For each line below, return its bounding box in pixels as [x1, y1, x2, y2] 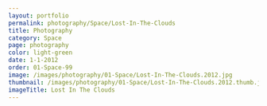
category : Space [8, 33, 62, 42]
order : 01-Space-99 [8, 64, 73, 72]
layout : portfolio [8, 11, 69, 20]
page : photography [8, 41, 69, 49]
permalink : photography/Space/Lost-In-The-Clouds [8, 19, 176, 27]
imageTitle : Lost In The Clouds [8, 85, 115, 94]
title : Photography [8, 26, 73, 34]
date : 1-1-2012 [8, 57, 59, 65]
